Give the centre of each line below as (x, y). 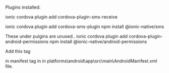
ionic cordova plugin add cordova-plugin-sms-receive (61, 17)
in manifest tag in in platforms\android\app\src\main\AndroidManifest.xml (81, 61)
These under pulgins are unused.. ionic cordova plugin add (66, 36)
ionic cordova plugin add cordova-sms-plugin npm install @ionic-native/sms (85, 26)
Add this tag (18, 51)
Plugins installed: (23, 7)
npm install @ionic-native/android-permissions (98, 41)
